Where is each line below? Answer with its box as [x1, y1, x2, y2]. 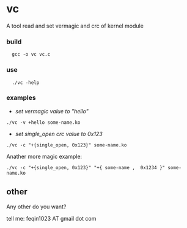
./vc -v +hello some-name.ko [6, 119, 81, 126]
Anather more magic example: [6, 153, 82, 160]
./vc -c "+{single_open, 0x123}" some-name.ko [6, 142, 127, 148]
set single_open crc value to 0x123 [15, 130, 103, 137]
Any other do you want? [6, 203, 67, 210]
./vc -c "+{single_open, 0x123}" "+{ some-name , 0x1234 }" [6, 164, 166, 170]
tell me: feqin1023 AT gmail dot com [6, 215, 97, 222]
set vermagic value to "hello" [15, 107, 89, 115]
